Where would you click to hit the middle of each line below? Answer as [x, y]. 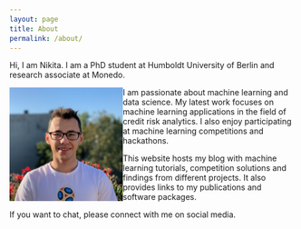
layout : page [34, 19]
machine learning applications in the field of [205, 112]
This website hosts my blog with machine [200, 158]
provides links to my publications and [192, 187]
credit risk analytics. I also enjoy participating [207, 122]
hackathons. [146, 141]
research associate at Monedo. [67, 75]
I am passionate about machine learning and [205, 93]
